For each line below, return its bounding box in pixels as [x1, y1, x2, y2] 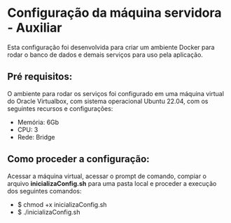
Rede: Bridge [17, 133, 55, 141]
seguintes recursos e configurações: [7, 104, 113, 113]
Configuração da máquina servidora [7, 5, 222, 21]
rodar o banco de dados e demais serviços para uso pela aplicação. [7, 50, 203, 59]
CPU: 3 [17, 125, 38, 134]
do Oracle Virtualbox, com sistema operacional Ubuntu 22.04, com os [7, 97, 209, 105]
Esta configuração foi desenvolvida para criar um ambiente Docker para [7, 43, 215, 51]
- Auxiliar [7, 20, 62, 36]
